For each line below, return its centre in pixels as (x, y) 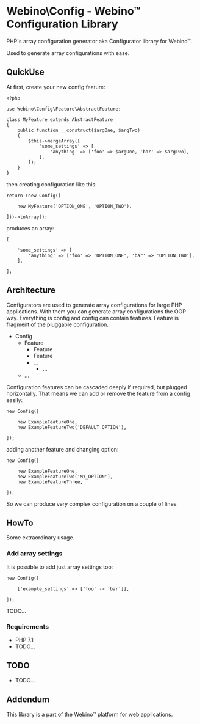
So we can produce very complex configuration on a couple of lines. (92, 504)
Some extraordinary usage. (41, 538)
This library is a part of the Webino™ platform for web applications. (90, 714)
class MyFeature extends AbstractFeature (60, 119)
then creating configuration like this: (52, 184)
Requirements (28, 626)
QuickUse (25, 72)
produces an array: (30, 228)
